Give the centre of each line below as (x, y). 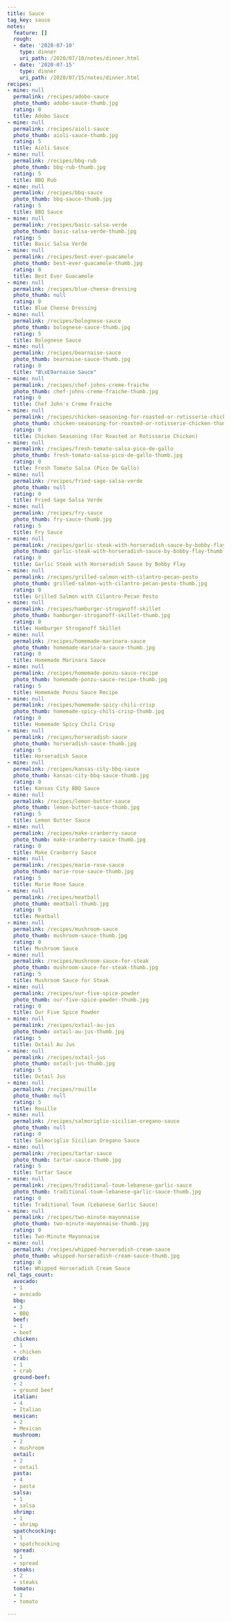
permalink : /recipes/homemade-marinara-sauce (80, 641)
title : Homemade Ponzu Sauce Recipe (66, 692)
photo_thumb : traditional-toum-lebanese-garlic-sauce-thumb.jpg (107, 1192)
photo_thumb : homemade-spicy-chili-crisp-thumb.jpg (89, 711)
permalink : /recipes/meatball (56, 897)
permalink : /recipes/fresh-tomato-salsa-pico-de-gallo (93, 449)
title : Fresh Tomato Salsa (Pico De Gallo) (76, 468)
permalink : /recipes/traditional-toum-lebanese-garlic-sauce (103, 1185)
